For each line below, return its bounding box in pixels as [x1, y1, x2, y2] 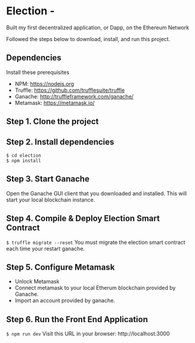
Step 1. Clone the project [6, 116, 99, 126]
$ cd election [6, 152, 42, 159]
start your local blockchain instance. [6, 196, 95, 203]
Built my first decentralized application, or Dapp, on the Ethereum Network [6, 24, 190, 31]
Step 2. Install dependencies [6, 137, 114, 147]
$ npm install [6, 157, 42, 163]
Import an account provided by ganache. [14, 297, 115, 304]
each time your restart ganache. [6, 245, 85, 252]
